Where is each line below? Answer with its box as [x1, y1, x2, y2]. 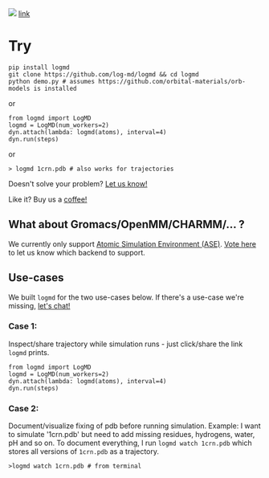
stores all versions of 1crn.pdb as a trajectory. [8, 447, 159, 456]
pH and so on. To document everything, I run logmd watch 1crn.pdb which [8, 438, 252, 448]
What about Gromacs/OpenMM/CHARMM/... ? [8, 218, 245, 231]
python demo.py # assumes [8, 77, 95, 85]
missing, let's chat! [8, 300, 71, 310]
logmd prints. [8, 347, 50, 357]
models [8, 84, 31, 92]
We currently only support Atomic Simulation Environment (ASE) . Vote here [8, 239, 257, 248]
